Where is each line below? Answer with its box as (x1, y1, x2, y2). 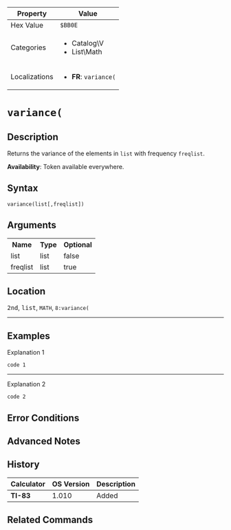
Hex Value (10, 21, 43, 30)
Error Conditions (7, 412, 80, 423)
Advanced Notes (7, 436, 81, 448)
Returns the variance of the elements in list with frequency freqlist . (7, 149, 205, 157)
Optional (63, 240, 93, 250)
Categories (10, 43, 47, 52)
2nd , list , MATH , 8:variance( (7, 304, 89, 312)
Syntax (7, 182, 38, 195)
